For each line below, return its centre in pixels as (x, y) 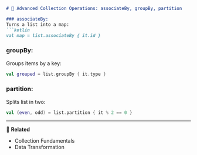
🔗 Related (18, 129)
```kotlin (18, 30)
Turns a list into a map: (38, 24)
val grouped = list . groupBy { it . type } (56, 74)
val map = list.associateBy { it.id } (53, 35)
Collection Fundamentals (45, 140)
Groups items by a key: (34, 63)
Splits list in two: (26, 102)
